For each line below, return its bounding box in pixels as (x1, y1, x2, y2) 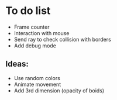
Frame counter (13, 23, 50, 30)
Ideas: (5, 59, 29, 69)
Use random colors (13, 74, 61, 81)
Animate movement (13, 81, 61, 88)
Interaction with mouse (13, 29, 70, 36)
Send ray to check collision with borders (13, 36, 112, 43)
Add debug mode (13, 42, 57, 49)
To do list (5, 4, 51, 18)
